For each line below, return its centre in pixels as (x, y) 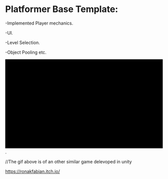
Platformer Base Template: (62, 9)
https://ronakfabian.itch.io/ (32, 171)
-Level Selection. (22, 42)
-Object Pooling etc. (26, 52)
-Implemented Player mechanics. (39, 23)
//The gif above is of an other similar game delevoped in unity (68, 161)
